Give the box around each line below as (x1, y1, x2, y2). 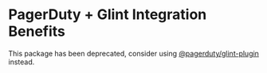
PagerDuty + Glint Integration (8, 6, 207, 24)
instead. (8, 57, 35, 67)
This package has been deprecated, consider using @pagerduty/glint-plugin (8, 48, 259, 58)
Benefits (8, 22, 66, 40)
